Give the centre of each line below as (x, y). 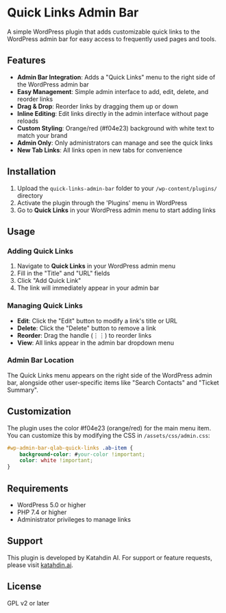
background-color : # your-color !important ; (83, 454)
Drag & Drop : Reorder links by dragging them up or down (97, 106)
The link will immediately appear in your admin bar (88, 288)
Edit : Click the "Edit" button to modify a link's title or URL (97, 321)
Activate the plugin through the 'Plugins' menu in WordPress (102, 203)
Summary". (23, 390)
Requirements (38, 488)
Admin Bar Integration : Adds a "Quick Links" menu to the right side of (116, 77)
